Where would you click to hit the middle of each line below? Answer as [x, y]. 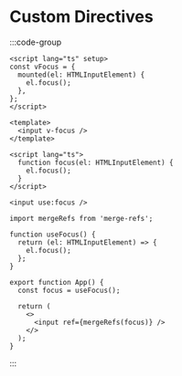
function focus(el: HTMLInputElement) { [96, 162]
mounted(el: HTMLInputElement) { [81, 75]
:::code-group [36, 42]
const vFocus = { [43, 67]
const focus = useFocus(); [69, 290]
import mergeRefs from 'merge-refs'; [81, 218]
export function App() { [57, 282]
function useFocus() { [53, 235]
